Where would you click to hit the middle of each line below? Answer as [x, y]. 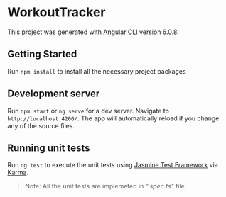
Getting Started [42, 54]
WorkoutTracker [56, 12]
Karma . [18, 173]
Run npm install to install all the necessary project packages [97, 71]
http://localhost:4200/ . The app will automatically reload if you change [113, 118]
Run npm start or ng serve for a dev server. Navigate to [88, 111]
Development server [54, 94]
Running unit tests [49, 148]
